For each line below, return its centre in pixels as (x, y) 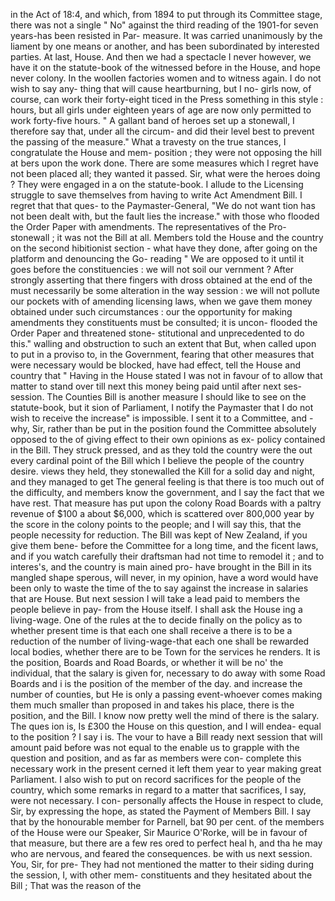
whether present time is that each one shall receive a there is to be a (151, 630)
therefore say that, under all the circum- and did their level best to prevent (162, 131)
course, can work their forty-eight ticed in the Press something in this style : (167, 99)
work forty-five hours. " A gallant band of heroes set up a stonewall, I (152, 120)
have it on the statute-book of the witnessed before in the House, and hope (165, 67)
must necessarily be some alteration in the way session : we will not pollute (165, 290)
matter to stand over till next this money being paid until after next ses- (156, 386)
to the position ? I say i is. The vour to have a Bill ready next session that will (166, 737)
